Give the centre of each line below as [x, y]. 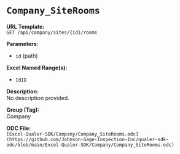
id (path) [26, 56]
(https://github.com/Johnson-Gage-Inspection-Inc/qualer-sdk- [88, 139]
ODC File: [19, 128]
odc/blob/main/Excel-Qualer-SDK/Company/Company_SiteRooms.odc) [90, 145]
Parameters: [22, 44]
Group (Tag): [23, 110]
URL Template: [25, 26]
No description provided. [38, 98]
